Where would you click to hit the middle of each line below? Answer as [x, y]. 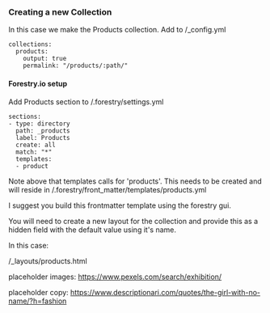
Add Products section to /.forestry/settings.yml [86, 102]
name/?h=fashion [38, 301]
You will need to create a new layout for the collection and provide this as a [133, 221]
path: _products [43, 131]
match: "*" [34, 152]
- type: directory [39, 124]
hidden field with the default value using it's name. [92, 230]
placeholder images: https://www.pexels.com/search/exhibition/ [115, 277]
